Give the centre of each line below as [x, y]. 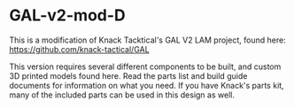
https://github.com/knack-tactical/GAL [79, 49]
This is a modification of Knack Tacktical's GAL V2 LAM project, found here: [147, 40]
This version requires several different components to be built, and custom [145, 66]
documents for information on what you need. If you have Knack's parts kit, [147, 85]
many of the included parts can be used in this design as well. [122, 95]
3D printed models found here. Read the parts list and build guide [128, 75]
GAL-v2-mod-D [67, 16]
